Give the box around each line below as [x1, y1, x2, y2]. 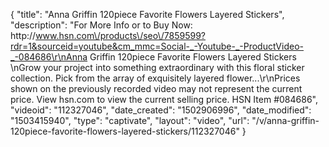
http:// [10, 30, 37, 41]
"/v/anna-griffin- [251, 115, 320, 126]
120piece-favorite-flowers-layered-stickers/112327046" [10, 125, 240, 137]
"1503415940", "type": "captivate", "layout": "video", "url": [10, 115, 250, 126]
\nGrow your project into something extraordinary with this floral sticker [10, 62, 305, 73]
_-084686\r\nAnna [10, 51, 88, 63]
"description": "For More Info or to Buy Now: [10, 19, 193, 31]
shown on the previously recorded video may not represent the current [10, 83, 303, 94]
